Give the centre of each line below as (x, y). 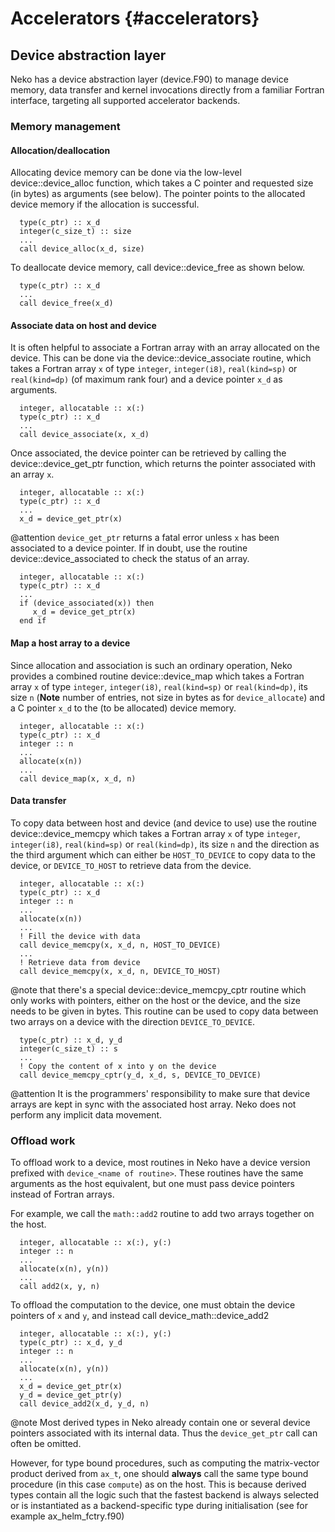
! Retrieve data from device (80, 962)
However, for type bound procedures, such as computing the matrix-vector (165, 1463)
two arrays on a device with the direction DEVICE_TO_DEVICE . (132, 1021)
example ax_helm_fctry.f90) (67, 1516)
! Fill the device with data (80, 936)
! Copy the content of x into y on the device (118, 1066)
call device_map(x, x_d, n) (78, 778)
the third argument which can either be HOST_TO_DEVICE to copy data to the (163, 854)
